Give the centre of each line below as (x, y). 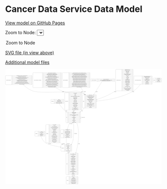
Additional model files (27, 62)
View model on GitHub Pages (35, 23)
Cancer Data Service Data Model (74, 9)
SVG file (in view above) (30, 53)
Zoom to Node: (21, 32)
